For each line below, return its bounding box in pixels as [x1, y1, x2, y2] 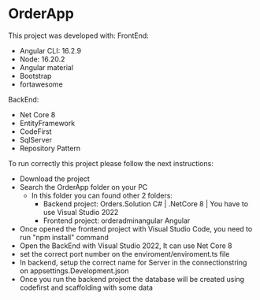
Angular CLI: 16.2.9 [19, 46, 82, 55]
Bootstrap [19, 71, 52, 80]
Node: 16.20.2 [19, 54, 65, 64]
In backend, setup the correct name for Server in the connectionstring [19, 257, 247, 267]
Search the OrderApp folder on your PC [19, 182, 148, 191]
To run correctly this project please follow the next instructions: [8, 158, 214, 168]
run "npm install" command [19, 232, 109, 242]
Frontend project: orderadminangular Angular [43, 216, 191, 225]
